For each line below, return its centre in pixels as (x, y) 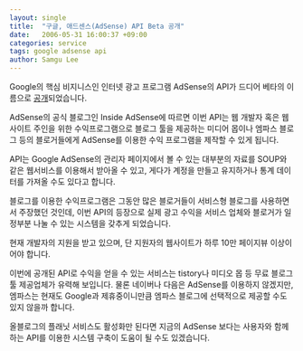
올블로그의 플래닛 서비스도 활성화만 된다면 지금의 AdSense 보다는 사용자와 (141, 326)
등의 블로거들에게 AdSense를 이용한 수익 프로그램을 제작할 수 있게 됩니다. (149, 140)
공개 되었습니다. (60, 98)
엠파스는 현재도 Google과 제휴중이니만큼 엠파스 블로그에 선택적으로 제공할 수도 (148, 296)
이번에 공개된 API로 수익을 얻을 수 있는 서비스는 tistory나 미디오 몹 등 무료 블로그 (151, 273)
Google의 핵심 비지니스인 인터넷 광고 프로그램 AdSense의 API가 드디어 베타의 (147, 86)
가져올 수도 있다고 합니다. (71, 181)
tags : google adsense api (58, 52)
